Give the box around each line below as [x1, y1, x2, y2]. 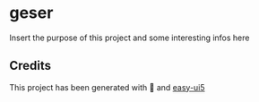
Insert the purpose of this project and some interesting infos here [9, 32, 250, 43]
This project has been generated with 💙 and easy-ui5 [9, 81, 205, 92]
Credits [9, 58, 52, 73]
